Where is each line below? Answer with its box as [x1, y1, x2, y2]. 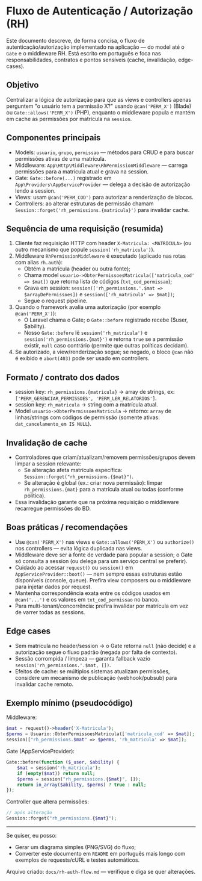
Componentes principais [6, 132, 101, 143]
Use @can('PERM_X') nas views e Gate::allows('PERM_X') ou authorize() [14, 538, 195, 546]
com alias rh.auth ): [14, 259, 63, 266]
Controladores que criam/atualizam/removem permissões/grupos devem [14, 453, 195, 461]
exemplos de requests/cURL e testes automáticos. [14, 856, 140, 864]
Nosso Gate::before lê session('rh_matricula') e [23, 329, 148, 337]
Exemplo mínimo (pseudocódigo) [6, 698, 133, 708]
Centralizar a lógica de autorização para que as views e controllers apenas [6, 96, 191, 103]
